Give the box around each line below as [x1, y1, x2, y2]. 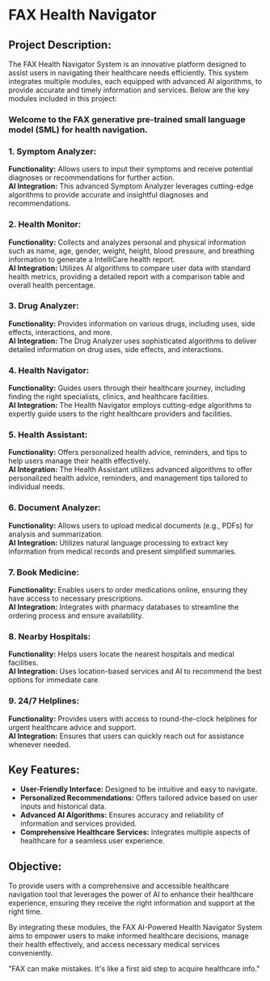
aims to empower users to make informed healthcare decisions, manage [8, 931, 249, 941]
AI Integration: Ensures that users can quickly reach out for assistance [8, 731, 245, 741]
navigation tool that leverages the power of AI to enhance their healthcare [8, 890, 254, 899]
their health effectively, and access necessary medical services [8, 940, 221, 949]
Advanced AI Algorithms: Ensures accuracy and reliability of [19, 810, 224, 820]
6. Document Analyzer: [8, 502, 101, 513]
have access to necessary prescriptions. [8, 593, 144, 603]
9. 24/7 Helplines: [8, 695, 79, 707]
